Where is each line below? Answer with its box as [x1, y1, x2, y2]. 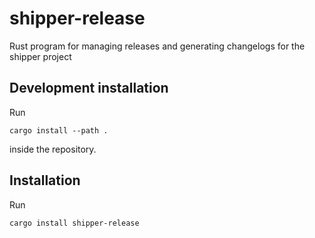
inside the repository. [9, 143, 97, 155]
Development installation [9, 80, 169, 97]
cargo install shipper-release [9, 218, 140, 228]
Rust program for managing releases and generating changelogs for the [9, 40, 306, 52]
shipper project [9, 50, 72, 62]
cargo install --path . [9, 125, 109, 136]
